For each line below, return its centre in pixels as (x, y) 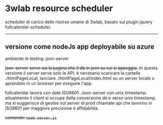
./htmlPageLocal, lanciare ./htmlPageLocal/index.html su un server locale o (80, 78)
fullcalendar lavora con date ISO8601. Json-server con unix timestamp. (76, 93)
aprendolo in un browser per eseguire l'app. (49, 83)
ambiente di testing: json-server (37, 58)
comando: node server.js (31, 117)
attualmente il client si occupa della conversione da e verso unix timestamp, (81, 98)
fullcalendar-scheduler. (28, 27)
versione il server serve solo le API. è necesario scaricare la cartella (73, 73)
